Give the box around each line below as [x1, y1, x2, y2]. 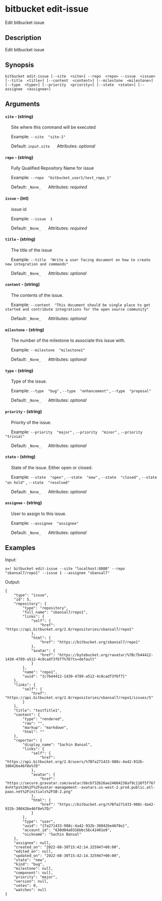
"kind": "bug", [14, 861, 45, 867]
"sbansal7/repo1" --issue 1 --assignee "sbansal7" [5, 570, 110, 575]
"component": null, [14, 870, 54, 875]
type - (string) [5, 368, 34, 373]
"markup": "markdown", [22, 725, 69, 730]
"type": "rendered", [22, 717, 64, 721]
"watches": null [14, 887, 47, 892]
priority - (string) [5, 409, 42, 414]
